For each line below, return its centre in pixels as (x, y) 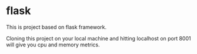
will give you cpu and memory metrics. (53, 45)
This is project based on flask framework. (56, 27)
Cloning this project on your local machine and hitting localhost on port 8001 (98, 38)
